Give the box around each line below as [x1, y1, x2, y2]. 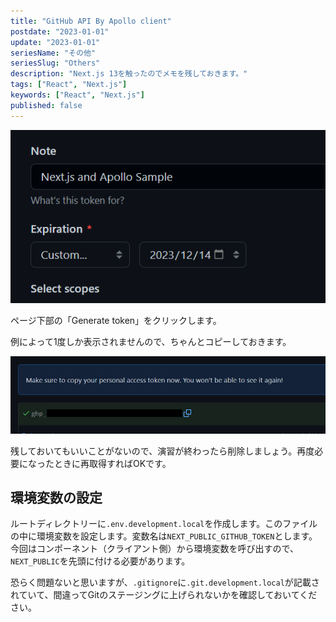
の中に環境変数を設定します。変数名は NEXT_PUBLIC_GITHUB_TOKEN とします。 [10, 530, 318, 542]
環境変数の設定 [10, 489, 103, 506]
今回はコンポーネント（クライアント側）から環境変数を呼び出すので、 [10, 543, 299, 555]
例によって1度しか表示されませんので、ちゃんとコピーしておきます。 [10, 335, 292, 347]
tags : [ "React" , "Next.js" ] [10, 80, 128, 90]
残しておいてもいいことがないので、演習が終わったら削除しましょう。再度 [10, 445, 315, 457]
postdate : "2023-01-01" [10, 26, 110, 37]
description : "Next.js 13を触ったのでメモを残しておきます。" [10, 69, 248, 79]
